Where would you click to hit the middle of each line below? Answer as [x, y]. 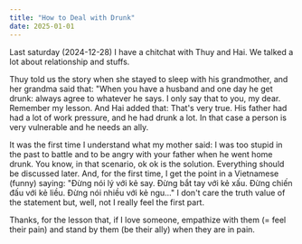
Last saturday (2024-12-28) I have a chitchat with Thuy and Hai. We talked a [151, 52]
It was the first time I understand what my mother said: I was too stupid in [146, 145]
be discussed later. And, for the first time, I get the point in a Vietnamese [144, 174]
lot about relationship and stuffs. [70, 61]
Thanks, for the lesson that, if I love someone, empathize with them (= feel [148, 220]
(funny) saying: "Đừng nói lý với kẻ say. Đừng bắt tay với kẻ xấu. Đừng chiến [151, 183]
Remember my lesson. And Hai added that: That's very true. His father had [148, 108]
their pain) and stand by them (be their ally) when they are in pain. [132, 229]
